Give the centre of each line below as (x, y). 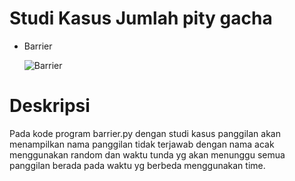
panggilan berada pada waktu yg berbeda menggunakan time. (137, 165)
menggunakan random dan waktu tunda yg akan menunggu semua (147, 154)
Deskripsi (50, 106)
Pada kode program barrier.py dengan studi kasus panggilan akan (145, 133)
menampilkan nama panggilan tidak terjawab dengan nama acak (142, 144)
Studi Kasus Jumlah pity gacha (141, 18)
